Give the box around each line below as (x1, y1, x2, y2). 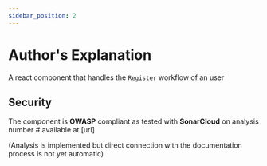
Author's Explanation (8, 45, 152, 64)
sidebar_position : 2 (8, 11, 77, 20)
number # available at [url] (8, 125, 96, 135)
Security (8, 95, 52, 109)
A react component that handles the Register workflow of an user (8, 73, 225, 82)
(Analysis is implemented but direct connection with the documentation (8, 140, 243, 150)
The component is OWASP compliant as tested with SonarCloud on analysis (8, 117, 259, 126)
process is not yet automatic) (8, 149, 104, 159)
